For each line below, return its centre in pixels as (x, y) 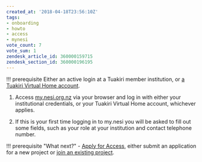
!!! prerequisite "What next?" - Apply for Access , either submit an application (101, 146)
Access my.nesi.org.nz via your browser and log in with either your (98, 97)
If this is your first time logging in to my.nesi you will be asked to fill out (103, 121)
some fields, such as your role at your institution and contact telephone (103, 128)
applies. (25, 110)
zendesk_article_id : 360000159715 (50, 56)
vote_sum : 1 (21, 51)
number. (25, 134)
